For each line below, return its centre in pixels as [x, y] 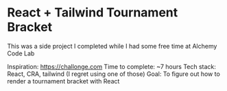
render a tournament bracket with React [63, 81]
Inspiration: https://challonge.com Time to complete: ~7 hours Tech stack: [111, 66]
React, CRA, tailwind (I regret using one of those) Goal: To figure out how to [114, 74]
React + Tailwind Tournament [93, 13]
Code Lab [21, 53]
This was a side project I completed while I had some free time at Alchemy [112, 46]
